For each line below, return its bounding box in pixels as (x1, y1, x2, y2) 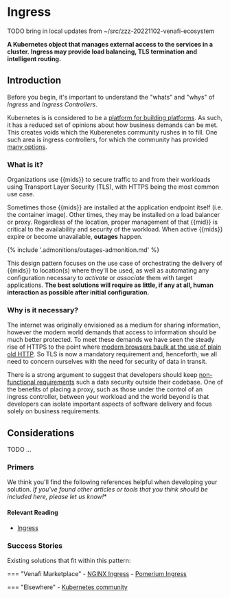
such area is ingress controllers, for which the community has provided (7, 135, 208, 143)
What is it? (7, 159, 43, 169)
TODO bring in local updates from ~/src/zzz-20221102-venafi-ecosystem (7, 27, 215, 35)
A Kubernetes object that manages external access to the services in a (7, 40, 214, 48)
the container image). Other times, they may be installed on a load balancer (7, 211, 220, 219)
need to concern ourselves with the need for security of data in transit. (7, 358, 207, 366)
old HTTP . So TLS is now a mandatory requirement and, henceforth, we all (7, 350, 218, 358)
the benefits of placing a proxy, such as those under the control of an (7, 385, 203, 393)
